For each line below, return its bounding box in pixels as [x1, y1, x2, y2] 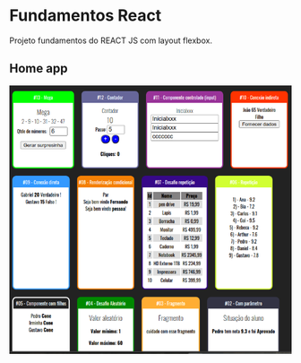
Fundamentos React [9, 5, 162, 26]
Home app [9, 61, 68, 76]
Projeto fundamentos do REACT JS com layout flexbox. [9, 35, 213, 46]
